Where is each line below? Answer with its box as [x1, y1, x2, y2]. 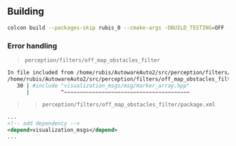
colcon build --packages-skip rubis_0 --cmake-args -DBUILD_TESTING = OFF [7, 24, 225, 31]
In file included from [7, 69, 74, 76]
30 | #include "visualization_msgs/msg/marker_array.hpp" [16, 82, 190, 89]
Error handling [7, 41, 58, 51]
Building [7, 6, 44, 18]
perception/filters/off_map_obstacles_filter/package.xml [41, 101, 216, 108]
